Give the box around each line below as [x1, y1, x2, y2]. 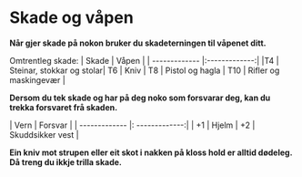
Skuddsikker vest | [9, 129, 79, 140]
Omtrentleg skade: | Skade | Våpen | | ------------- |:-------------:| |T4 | [9, 55, 279, 66]
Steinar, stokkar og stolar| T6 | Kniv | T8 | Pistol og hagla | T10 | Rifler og [9, 65, 280, 76]
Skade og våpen [9, 7, 134, 28]
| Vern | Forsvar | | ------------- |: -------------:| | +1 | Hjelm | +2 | [9, 120, 256, 130]
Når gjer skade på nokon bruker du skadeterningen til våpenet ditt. [9, 37, 267, 48]
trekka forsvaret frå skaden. [9, 101, 118, 112]
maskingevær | [9, 74, 65, 85]
